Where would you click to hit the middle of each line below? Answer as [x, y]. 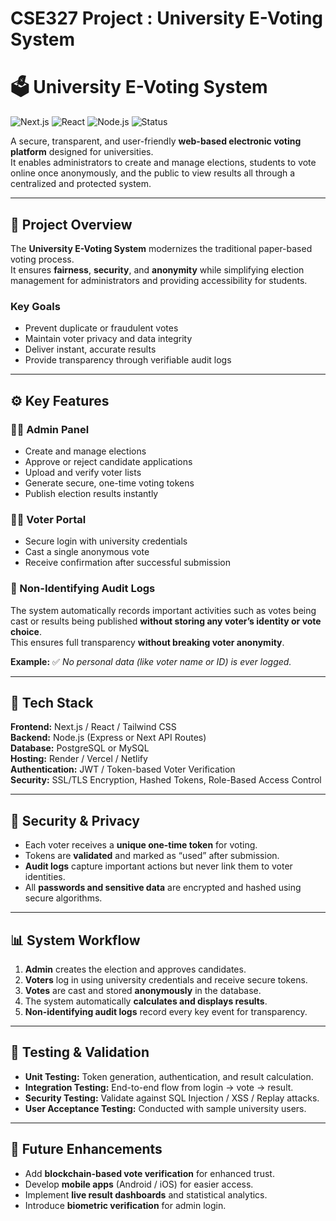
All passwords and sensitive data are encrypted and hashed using [163, 888]
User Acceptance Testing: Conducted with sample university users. [165, 1108]
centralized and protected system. [81, 184]
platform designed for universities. [82, 152]
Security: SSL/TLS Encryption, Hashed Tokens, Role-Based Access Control [166, 780]
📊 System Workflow [75, 940]
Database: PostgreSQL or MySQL [80, 748]
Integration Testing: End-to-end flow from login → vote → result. [159, 1087]
